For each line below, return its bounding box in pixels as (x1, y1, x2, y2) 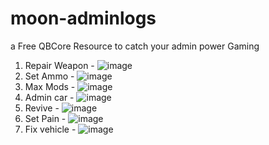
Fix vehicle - (24, 123, 77, 135)
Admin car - (24, 91, 75, 103)
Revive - (24, 102, 60, 114)
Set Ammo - (24, 70, 75, 82)
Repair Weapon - (24, 59, 95, 71)
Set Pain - (24, 112, 67, 124)
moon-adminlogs (10, 7, 157, 30)
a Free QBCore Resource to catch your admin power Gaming (10, 40, 260, 52)
